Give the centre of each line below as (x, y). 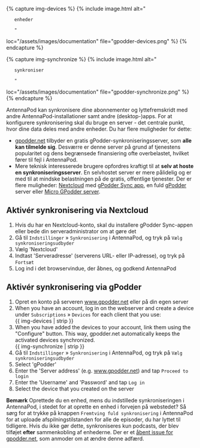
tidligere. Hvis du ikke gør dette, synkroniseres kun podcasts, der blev (93, 426)
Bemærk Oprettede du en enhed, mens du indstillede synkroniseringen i (95, 400)
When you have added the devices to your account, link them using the (103, 327)
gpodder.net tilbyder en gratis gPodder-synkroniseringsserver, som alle (103, 141)
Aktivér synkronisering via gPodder (74, 287)
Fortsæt (24, 262)
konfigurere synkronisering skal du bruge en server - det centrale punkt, (96, 123)
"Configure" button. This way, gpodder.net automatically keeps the (97, 333)
